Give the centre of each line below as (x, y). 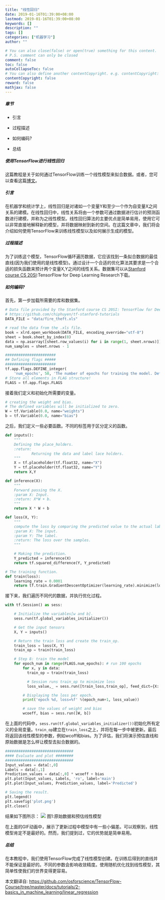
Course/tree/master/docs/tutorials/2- (43, 887)
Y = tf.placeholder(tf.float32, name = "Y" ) (58, 468)
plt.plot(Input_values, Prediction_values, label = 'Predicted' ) (71, 783)
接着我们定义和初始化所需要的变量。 (42, 392)
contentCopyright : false (30, 78)
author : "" (16, 42)
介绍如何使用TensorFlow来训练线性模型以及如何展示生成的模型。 (71, 231)
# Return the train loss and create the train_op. (67, 641)
